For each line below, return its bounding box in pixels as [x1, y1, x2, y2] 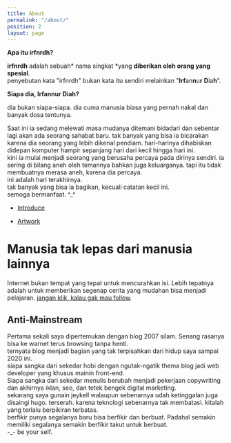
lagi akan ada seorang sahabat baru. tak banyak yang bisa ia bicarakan [7, 132, 209, 140]
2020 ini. [7, 354, 32, 362]
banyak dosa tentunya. [7, 111, 72, 119]
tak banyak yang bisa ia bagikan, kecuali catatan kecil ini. [7, 183, 170, 191]
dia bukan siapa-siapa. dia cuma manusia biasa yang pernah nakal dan [7, 103, 209, 111]
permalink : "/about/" [7, 17, 70, 24]
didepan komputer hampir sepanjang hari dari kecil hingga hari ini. [7, 146, 195, 154]
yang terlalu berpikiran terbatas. [7, 406, 99, 414]
